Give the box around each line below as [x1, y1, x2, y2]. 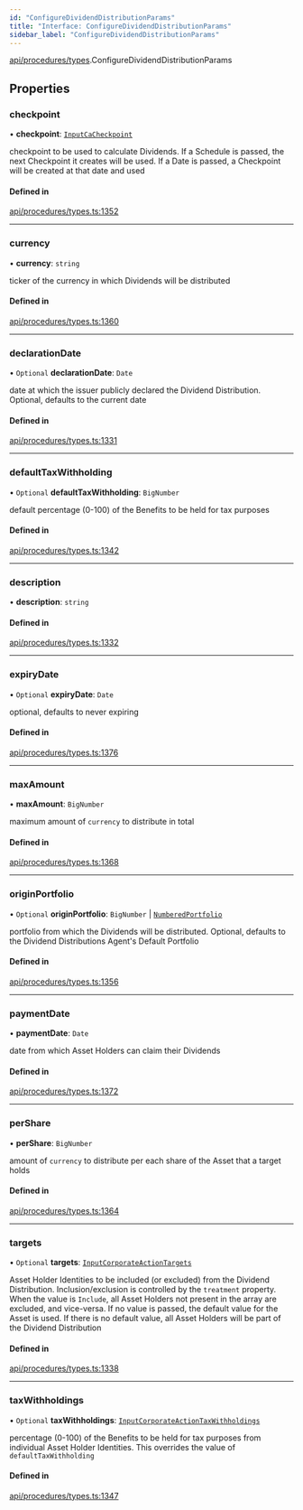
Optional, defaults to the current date [9, 395, 147, 405]
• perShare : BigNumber [9, 1137, 93, 1148]
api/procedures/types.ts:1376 [9, 747, 119, 758]
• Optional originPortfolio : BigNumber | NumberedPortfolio [9, 909, 223, 919]
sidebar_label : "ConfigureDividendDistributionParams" [9, 30, 220, 39]
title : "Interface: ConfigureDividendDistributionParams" [9, 22, 232, 31]
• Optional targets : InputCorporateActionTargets [9, 1257, 192, 1268]
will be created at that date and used [9, 165, 146, 176]
